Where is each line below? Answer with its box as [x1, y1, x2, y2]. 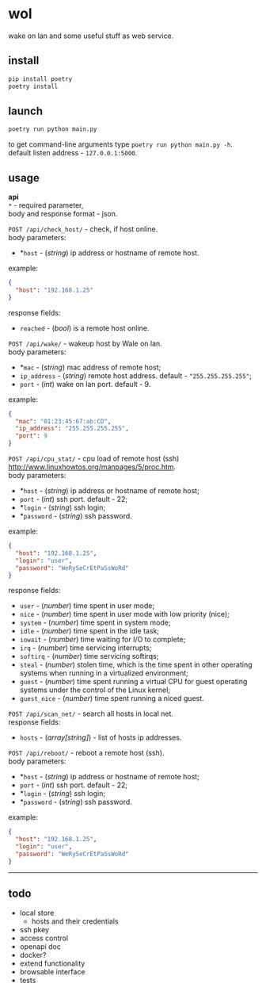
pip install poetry [8, 75, 73, 83]
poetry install [8, 82, 59, 90]
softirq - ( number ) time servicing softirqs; [19, 652, 159, 661]
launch [8, 104, 44, 117]
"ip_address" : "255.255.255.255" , [15, 425, 129, 433]
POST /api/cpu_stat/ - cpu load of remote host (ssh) [8, 453, 180, 463]
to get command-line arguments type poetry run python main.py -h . [8, 140, 234, 149]
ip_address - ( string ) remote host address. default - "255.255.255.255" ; [19, 370, 252, 381]
